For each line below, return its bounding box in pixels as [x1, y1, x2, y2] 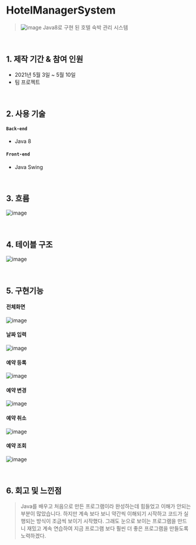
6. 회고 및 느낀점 [6, 486, 62, 496]
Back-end [6, 125, 28, 132]
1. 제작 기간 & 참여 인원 [6, 54, 84, 64]
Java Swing [14, 163, 43, 170]
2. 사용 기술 [6, 109, 46, 119]
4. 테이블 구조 [6, 239, 53, 249]
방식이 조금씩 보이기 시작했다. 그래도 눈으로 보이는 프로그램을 [36, 517, 177, 524]
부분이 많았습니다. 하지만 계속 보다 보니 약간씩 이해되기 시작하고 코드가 [20, 510, 182, 517]
